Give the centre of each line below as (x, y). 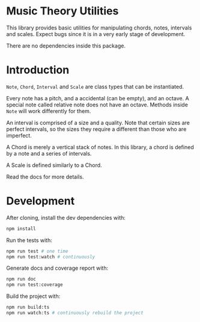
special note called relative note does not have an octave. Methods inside (97, 105)
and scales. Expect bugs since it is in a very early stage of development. (96, 34)
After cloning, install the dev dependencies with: (66, 217)
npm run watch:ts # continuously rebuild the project (75, 313)
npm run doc (21, 279)
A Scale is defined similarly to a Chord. (54, 165)
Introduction (38, 70)
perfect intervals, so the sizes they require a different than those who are (96, 129)
